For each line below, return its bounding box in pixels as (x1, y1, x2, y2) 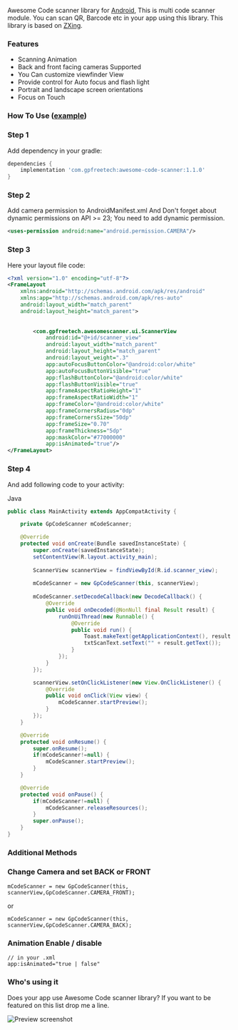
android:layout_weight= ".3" (45, 355, 130, 362)
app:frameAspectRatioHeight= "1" (45, 387, 142, 394)
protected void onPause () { (20, 791, 103, 798)
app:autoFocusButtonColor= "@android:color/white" (45, 360, 196, 368)
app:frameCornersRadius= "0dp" (45, 407, 135, 414)
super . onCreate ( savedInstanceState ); (33, 547, 145, 554)
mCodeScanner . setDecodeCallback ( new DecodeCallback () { (33, 593, 202, 601)
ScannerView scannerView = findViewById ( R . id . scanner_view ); (33, 566, 219, 573)
